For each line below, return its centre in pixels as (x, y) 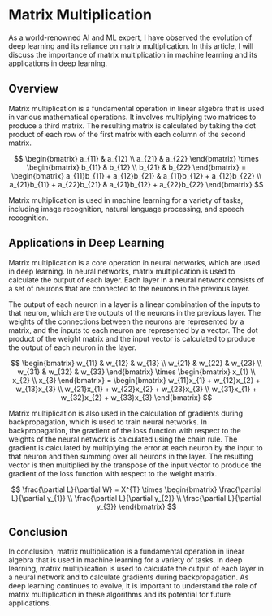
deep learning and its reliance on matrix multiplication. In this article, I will (131, 45)
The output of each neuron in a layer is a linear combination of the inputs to (134, 304)
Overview (34, 89)
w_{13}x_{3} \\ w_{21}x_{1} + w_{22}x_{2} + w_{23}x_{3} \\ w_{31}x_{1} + (136, 389)
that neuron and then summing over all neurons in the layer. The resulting (131, 456)
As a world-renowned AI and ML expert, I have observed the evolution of (130, 37)
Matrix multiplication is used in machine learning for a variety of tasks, (126, 200)
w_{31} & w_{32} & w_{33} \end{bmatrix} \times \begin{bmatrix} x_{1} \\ (136, 372)
